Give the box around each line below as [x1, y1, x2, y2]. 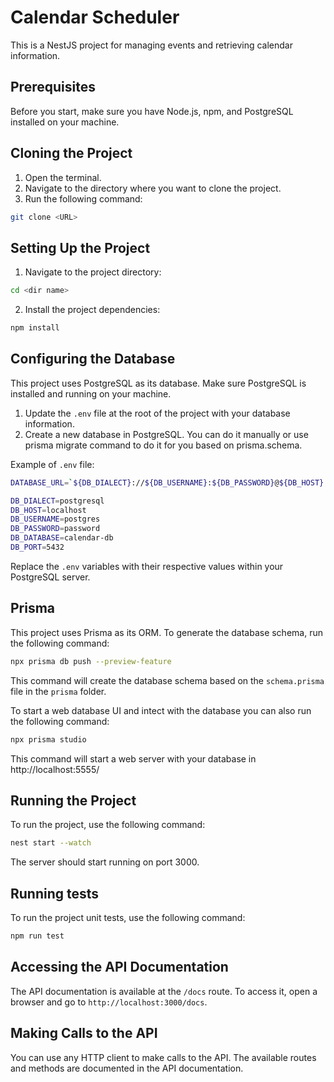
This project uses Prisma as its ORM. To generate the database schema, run [10, 626, 323, 638]
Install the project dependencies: [24, 304, 161, 316]
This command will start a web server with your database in [10, 752, 257, 765]
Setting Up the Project [10, 239, 151, 256]
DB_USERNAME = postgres [10, 514, 101, 525]
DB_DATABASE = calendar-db [10, 533, 114, 543]
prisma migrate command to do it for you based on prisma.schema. [24, 439, 303, 451]
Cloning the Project [10, 145, 133, 162]
